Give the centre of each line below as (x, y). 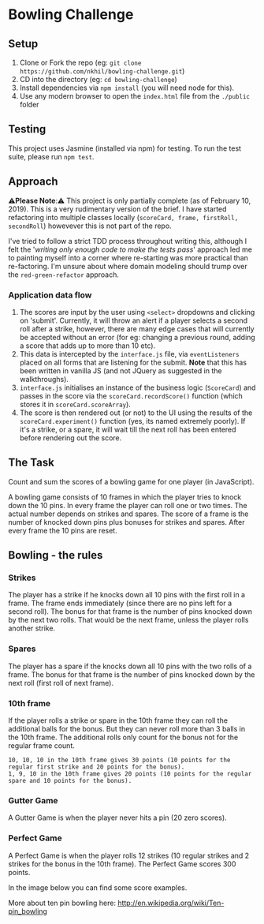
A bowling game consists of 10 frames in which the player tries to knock (125, 497)
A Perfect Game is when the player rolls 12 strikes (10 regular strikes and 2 (129, 855)
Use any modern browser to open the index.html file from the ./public (135, 96)
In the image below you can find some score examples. (98, 887)
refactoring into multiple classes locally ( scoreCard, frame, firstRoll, (123, 217)
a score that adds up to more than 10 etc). (87, 346)
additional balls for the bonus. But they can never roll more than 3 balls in (127, 729)
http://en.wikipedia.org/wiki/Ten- (171, 903)
